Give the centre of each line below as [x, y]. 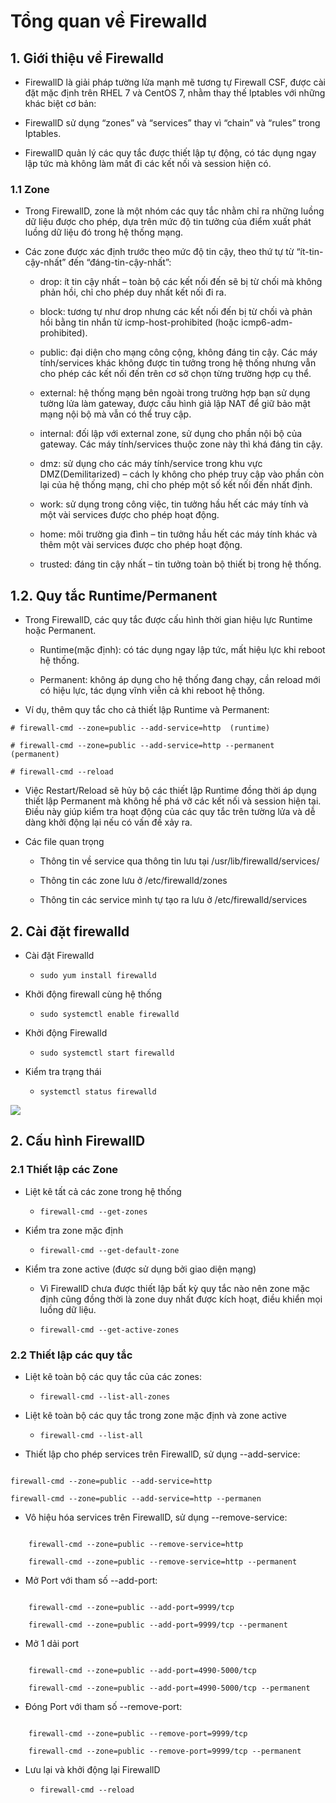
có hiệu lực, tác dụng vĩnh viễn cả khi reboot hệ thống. [152, 691]
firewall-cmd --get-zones [93, 1211]
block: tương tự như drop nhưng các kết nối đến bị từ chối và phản [176, 312]
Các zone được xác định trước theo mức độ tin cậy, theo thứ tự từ [159, 252]
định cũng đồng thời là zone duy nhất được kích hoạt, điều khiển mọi [181, 1299]
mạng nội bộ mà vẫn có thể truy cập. [115, 414]
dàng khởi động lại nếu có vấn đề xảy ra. [108, 822]
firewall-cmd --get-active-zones [109, 1330]
